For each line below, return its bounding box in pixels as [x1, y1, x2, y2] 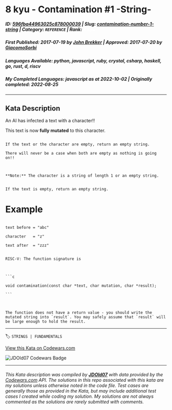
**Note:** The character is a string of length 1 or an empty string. [5, 173, 159, 179]
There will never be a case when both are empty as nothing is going [5, 151, 157, 156]
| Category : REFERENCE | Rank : [19, 26, 82, 32]
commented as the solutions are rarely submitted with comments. [5, 398, 144, 405]
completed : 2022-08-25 [5, 81, 59, 88]
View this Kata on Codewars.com [5, 345, 76, 351]
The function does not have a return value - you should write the [5, 310, 153, 315]
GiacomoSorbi [5, 45, 37, 51]
